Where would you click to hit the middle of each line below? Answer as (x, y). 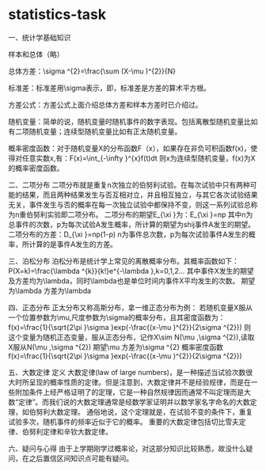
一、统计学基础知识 (40, 37)
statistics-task (57, 15)
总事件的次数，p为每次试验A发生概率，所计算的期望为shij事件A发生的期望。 (132, 224)
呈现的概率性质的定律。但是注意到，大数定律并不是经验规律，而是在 (140, 382)
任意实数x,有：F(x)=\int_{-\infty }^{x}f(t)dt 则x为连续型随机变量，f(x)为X (139, 158)
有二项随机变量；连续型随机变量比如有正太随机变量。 (95, 131)
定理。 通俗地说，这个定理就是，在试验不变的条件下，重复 (158, 411)
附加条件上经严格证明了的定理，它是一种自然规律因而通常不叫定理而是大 (133, 392)
